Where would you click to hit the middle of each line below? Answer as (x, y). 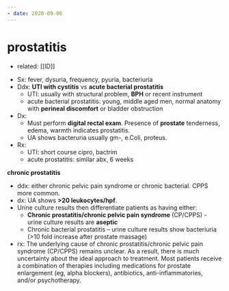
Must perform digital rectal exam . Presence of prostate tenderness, (123, 123)
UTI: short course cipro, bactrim (72, 152)
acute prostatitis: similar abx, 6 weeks (80, 159)
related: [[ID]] (36, 66)
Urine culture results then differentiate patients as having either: (107, 207)
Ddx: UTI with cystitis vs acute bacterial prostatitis (90, 87)
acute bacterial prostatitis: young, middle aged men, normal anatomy (124, 101)
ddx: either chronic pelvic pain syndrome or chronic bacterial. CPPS (112, 186)
